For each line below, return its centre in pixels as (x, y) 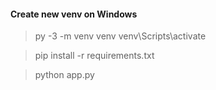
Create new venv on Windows (74, 14)
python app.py (64, 75)
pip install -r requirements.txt (94, 56)
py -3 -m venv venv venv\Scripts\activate (120, 36)
